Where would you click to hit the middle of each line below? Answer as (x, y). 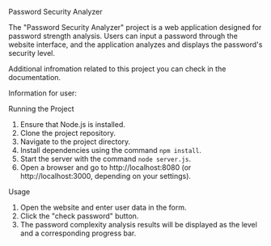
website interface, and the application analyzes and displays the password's (135, 45)
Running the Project (41, 109)
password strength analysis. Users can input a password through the (123, 36)
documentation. (35, 77)
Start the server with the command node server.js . (106, 159)
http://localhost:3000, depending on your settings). (106, 176)
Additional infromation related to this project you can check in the (117, 69)
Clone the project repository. (68, 133)
